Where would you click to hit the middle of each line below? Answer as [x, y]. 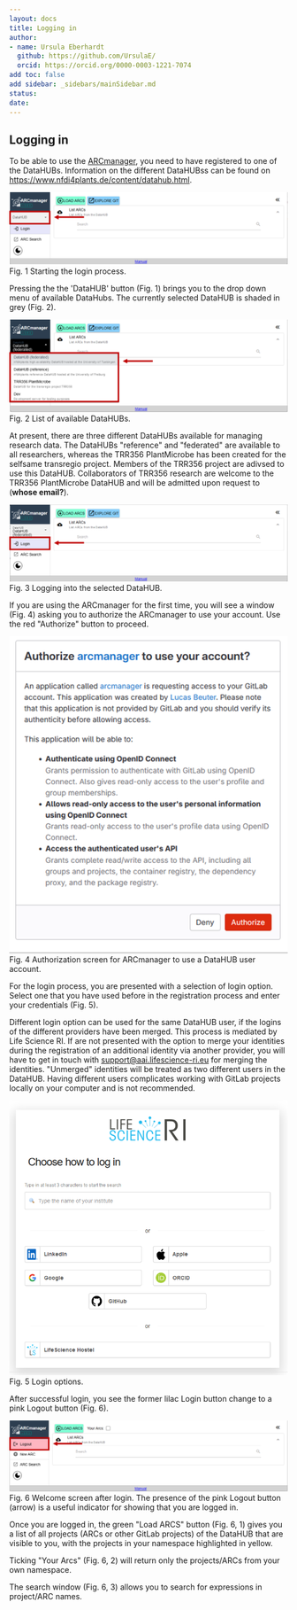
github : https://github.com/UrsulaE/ [87, 56]
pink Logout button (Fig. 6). [59, 1408]
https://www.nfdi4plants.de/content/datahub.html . [101, 180]
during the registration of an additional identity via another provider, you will [147, 1051]
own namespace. [41, 1569]
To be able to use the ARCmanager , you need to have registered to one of [143, 161]
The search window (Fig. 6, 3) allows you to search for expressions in [136, 1587]
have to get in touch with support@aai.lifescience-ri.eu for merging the [138, 1060]
